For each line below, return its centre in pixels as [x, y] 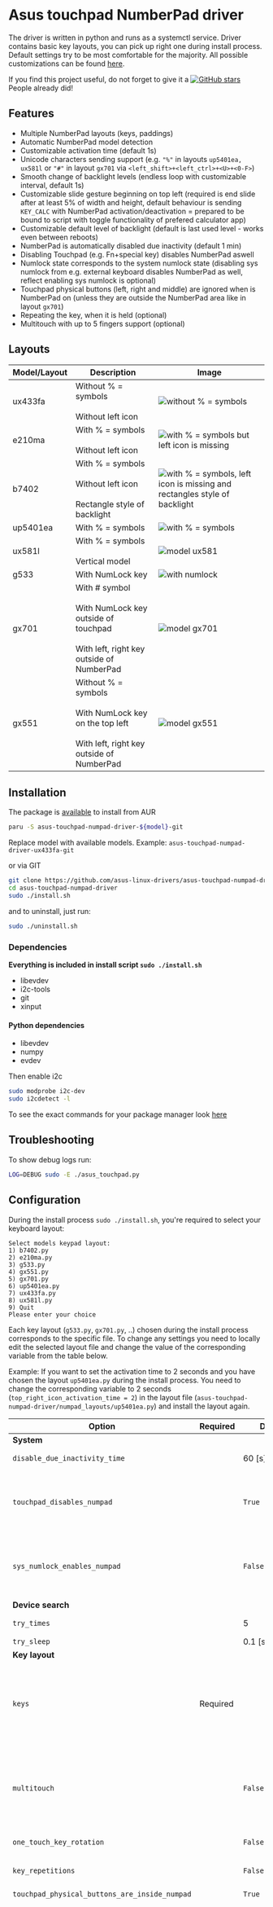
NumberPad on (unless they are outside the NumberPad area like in [133, 297]
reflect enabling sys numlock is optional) [88, 280]
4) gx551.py [28, 1272]
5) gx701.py [28, 1279]
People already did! [41, 88]
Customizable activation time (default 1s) [88, 150]
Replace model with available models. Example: [88, 843]
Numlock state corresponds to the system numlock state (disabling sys [139, 263]
